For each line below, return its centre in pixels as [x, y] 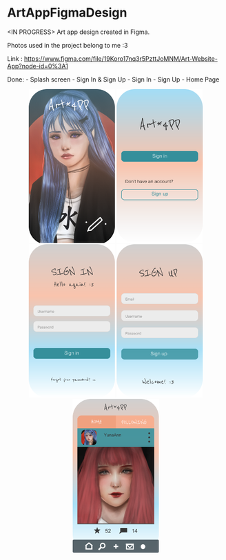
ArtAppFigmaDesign [67, 13]
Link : [15, 58]
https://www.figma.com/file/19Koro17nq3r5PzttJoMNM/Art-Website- [121, 58]
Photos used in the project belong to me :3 [68, 45]
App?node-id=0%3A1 [38, 66]
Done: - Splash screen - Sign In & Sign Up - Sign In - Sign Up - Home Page [113, 79]
